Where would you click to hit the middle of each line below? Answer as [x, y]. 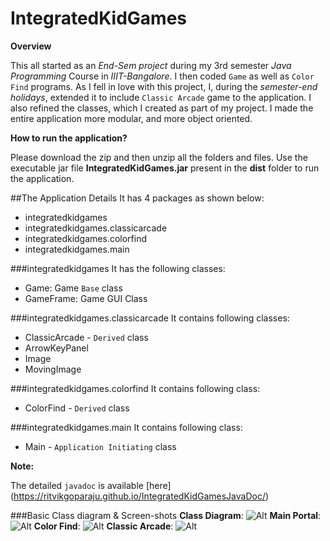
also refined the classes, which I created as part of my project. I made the [162, 108]
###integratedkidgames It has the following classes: [118, 268]
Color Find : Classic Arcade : [103, 526]
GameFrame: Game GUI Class [86, 298]
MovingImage [53, 369]
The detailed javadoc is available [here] [91, 485]
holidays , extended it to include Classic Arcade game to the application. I [161, 97]
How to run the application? [69, 138]
